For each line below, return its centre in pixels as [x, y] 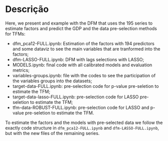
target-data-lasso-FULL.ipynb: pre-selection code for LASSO [75, 97]
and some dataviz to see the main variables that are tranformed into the [86, 49]
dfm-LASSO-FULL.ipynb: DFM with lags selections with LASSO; [78, 59]
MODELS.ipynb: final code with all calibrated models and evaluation [82, 65]
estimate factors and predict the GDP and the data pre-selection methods [81, 28]
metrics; [21, 70]
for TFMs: [15, 34]
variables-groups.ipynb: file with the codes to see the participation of [84, 75]
